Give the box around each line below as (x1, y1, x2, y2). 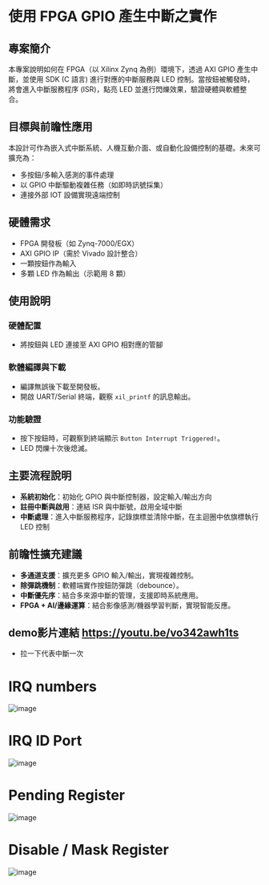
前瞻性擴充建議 (8, 548, 82, 561)
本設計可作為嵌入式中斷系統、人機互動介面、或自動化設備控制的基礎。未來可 (8, 143, 261, 152)
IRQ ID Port (8, 732, 82, 750)
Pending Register (8, 786, 126, 805)
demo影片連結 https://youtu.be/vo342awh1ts (8, 626, 239, 639)
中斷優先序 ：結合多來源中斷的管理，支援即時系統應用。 (19, 590, 203, 600)
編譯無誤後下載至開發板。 (19, 381, 105, 391)
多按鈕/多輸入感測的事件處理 (19, 170, 114, 179)
